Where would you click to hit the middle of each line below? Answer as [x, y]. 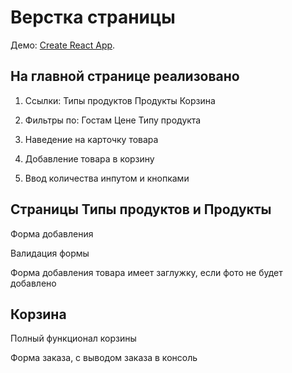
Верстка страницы [93, 17]
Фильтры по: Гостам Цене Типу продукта [113, 120]
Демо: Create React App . [63, 45]
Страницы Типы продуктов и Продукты [141, 209]
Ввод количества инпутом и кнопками [107, 178]
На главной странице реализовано [125, 76]
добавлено [33, 283]
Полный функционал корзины [73, 338]
